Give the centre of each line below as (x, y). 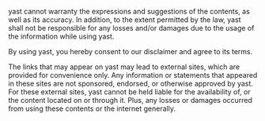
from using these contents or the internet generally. (92, 108)
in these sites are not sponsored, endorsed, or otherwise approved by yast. (131, 83)
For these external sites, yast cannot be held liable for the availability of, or (129, 92)
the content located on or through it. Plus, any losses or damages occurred (131, 100)
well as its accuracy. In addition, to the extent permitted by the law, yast (125, 20)
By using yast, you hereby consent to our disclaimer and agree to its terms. (131, 51)
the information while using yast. (61, 36)
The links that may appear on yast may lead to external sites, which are (124, 67)
